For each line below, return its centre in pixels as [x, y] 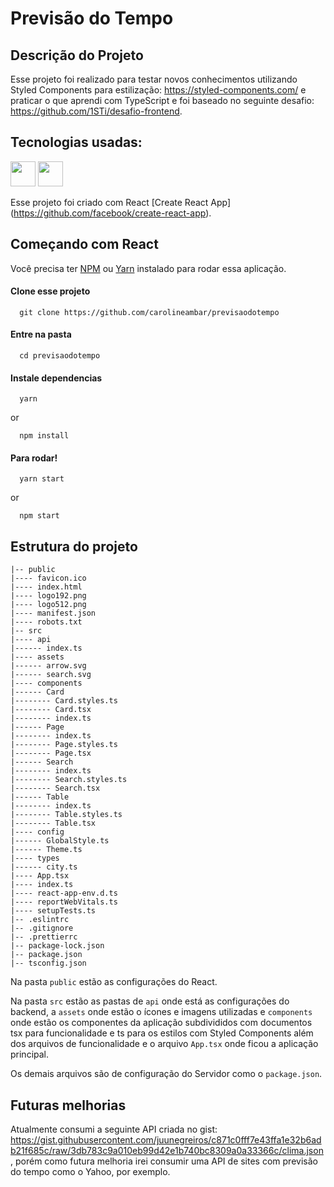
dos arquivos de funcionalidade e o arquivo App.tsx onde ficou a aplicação [164, 1044]
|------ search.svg [51, 675]
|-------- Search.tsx [55, 788]
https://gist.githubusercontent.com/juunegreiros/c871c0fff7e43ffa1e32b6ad [166, 1140]
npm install [44, 436]
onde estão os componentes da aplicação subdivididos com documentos [161, 1023]
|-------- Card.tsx [51, 710]
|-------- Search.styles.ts [69, 780]
